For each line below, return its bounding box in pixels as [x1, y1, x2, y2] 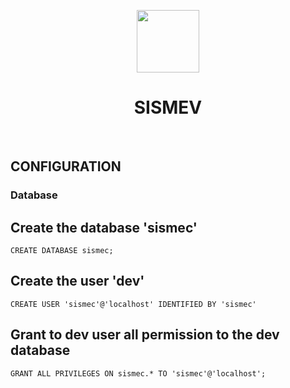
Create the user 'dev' [10, 273, 145, 290]
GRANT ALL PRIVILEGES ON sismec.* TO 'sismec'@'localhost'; [10, 368, 267, 379]
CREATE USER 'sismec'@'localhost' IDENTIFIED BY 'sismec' [10, 299, 257, 309]
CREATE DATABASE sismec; [10, 246, 114, 256]
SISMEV [133, 96, 203, 119]
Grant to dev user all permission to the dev [10, 326, 280, 344]
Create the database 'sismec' [10, 219, 198, 236]
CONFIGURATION [10, 158, 122, 175]
